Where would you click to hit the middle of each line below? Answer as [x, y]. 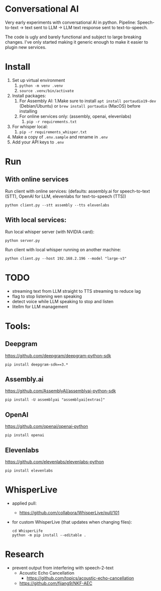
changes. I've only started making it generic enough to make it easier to [77, 42]
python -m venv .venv [41, 86]
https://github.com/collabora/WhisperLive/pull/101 [69, 513]
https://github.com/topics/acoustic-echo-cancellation [80, 578]
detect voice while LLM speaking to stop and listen [63, 301]
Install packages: [29, 96]
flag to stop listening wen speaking [47, 296]
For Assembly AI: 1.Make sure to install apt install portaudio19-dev [88, 101]
